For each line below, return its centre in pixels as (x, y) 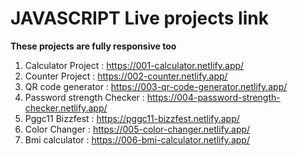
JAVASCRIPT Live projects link (139, 18)
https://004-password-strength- (213, 97)
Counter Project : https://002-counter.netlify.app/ (126, 76)
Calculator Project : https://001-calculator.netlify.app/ (134, 65)
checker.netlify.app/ (66, 108)
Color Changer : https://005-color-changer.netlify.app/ (137, 129)
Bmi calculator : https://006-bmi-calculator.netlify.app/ (137, 139)
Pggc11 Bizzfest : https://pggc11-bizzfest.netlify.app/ (132, 118)
